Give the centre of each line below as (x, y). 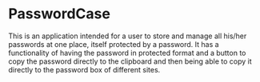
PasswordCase (59, 14)
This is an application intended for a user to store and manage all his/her (128, 36)
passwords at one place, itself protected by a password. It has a (114, 44)
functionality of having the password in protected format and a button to (127, 53)
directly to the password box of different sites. (84, 69)
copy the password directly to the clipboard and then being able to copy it (130, 61)
